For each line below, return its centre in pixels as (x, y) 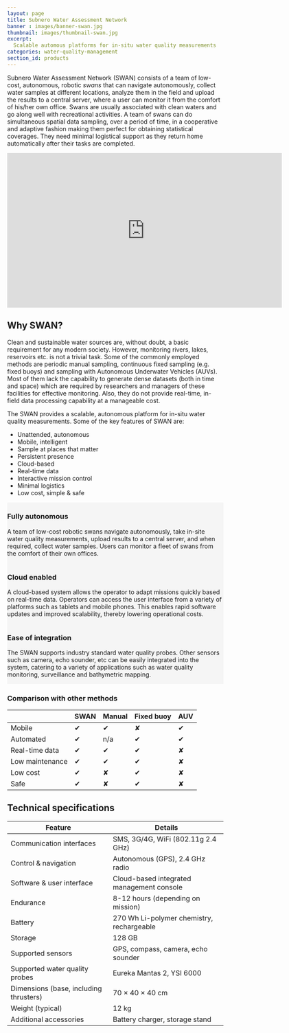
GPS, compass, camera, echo (160, 949)
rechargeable (134, 927)
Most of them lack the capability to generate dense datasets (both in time (111, 378)
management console (148, 887)
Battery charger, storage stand (162, 1019)
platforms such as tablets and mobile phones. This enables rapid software (112, 607)
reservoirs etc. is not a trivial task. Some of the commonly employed (103, 356)
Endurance (28, 903)
